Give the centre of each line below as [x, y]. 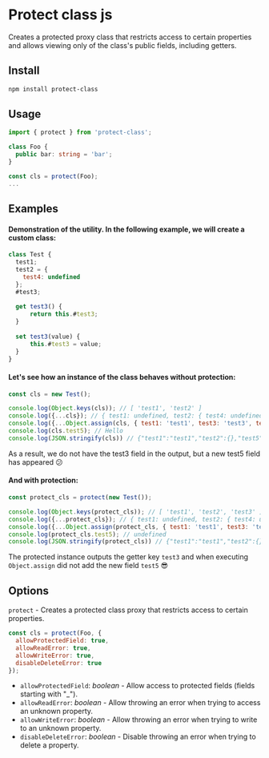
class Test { [30, 255]
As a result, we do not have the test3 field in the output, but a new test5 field [134, 454]
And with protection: [43, 480]
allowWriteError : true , [55, 655]
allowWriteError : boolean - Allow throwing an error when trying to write [139, 720]
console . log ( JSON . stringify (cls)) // [71, 438]
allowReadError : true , [53, 648]
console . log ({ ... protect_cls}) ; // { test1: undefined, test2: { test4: [132, 519]
